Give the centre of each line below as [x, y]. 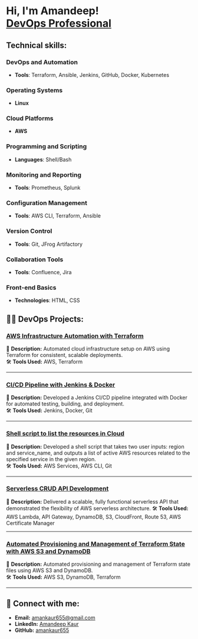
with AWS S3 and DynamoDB [48, 551]
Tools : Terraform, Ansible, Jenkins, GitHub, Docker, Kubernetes [92, 74]
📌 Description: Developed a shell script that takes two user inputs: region [95, 446]
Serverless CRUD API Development [57, 489]
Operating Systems [34, 90]
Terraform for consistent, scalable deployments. [65, 355]
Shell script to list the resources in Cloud [65, 434]
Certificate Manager [30, 523]
